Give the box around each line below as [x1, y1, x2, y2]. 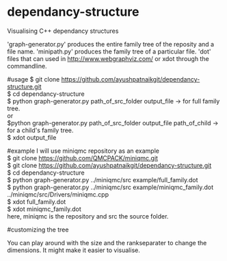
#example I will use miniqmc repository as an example [7, 147, 159, 155]
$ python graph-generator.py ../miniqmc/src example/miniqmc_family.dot [7, 183, 214, 191]
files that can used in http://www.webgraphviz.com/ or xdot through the [7, 54, 210, 62]
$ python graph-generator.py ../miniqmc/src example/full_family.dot [7, 175, 198, 184]
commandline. [7, 62, 47, 70]
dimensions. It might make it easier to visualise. [7, 246, 140, 254]
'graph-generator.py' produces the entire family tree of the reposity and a [7, 40, 214, 48]
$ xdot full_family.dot [7, 197, 66, 206]
